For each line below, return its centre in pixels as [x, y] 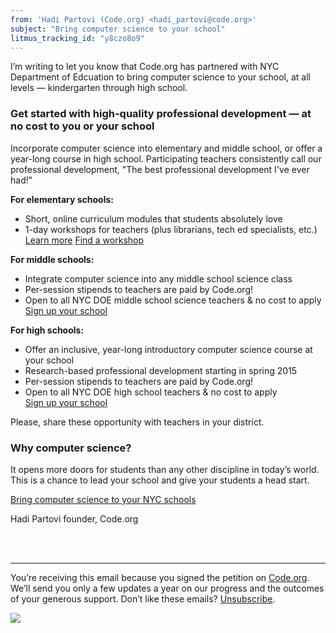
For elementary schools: [62, 199]
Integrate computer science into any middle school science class [158, 278]
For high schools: [47, 330]
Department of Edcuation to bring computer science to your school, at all [160, 77]
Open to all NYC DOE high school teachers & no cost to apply [151, 392]
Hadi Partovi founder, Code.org [74, 518]
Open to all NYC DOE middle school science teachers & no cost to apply [173, 300]
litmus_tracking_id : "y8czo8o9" [77, 38]
